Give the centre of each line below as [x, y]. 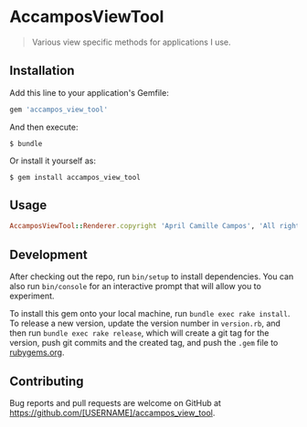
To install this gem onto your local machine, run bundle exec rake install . [150, 314]
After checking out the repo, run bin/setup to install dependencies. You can [152, 276]
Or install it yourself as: [53, 161]
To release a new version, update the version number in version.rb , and [145, 323]
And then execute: [44, 127]
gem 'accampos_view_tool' [58, 109]
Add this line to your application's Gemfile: [89, 92]
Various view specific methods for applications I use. [131, 42]
